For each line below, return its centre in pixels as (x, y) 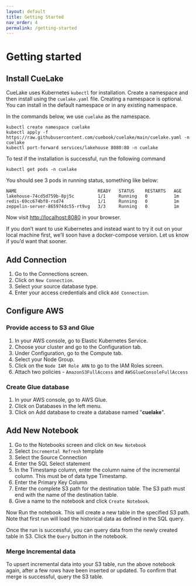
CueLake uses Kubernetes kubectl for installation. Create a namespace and (97, 93)
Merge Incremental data (41, 551)
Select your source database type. (56, 287)
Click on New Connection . (44, 280)
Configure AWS (35, 311)
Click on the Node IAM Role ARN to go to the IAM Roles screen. (89, 365)
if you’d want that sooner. (37, 241)
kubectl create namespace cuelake (48, 127)
